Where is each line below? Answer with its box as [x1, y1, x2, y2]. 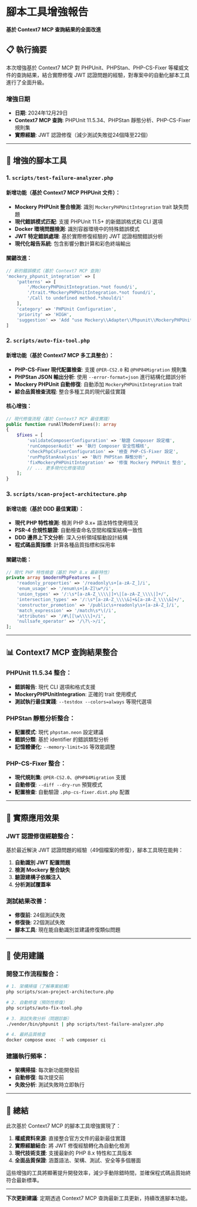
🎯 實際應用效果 [6, 813, 60, 823]
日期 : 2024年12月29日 [14, 109, 68, 116]
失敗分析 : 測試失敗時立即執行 [14, 1081, 85, 1088]
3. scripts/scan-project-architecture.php [6, 490, 127, 498]
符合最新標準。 [6, 1176, 42, 1184]
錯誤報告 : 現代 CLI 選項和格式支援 [14, 683, 96, 690]
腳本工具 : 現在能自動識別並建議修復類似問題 [14, 926, 121, 933]
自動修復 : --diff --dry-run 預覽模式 [14, 781, 103, 788]
